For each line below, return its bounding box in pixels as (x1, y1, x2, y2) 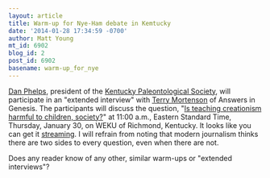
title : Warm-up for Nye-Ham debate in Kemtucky (8, 19, 172, 27)
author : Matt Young (8, 34, 74, 43)
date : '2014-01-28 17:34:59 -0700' (8, 27, 128, 35)
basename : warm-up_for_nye (8, 64, 99, 72)
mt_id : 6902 (8, 42, 48, 50)
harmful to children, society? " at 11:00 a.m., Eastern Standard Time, (8, 112, 232, 122)
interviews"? (8, 162, 50, 172)
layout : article (8, 11, 63, 20)
